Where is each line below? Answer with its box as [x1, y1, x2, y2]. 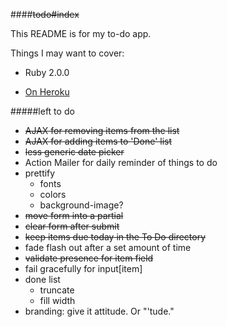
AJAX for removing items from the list [24, 125, 180, 136]
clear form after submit [24, 220, 120, 232]
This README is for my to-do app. [10, 28, 152, 39]
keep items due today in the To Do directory [24, 231, 207, 243]
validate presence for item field [24, 252, 154, 264]
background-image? [39, 199, 124, 211]
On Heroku [24, 86, 70, 98]
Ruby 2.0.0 [24, 67, 70, 78]
